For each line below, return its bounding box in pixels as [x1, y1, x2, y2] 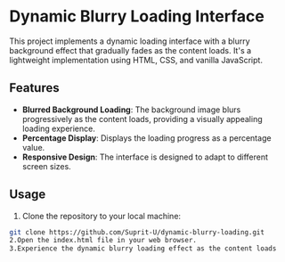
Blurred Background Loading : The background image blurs [21, 104, 241, 115]
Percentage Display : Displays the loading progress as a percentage [21, 132, 272, 143]
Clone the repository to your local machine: [21, 210, 181, 221]
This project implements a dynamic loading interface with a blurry [9, 36, 251, 46]
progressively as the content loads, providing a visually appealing [21, 113, 263, 124]
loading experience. [21, 123, 95, 134]
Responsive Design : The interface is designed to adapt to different [21, 151, 269, 162]
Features [9, 80, 60, 95]
